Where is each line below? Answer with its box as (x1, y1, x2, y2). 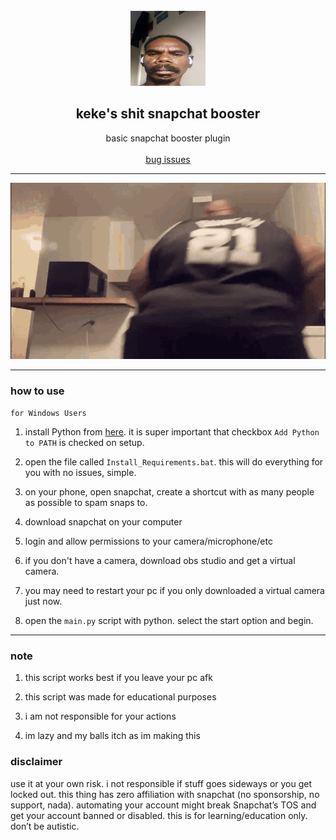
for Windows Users (10, 409, 87, 419)
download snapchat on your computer (24, 516, 183, 528)
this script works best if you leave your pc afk (24, 672, 213, 684)
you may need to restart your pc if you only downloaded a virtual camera (24, 585, 325, 597)
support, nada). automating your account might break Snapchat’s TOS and (10, 799, 317, 811)
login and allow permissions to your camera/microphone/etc (24, 535, 273, 548)
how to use (10, 384, 65, 398)
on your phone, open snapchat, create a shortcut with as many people (24, 486, 315, 498)
